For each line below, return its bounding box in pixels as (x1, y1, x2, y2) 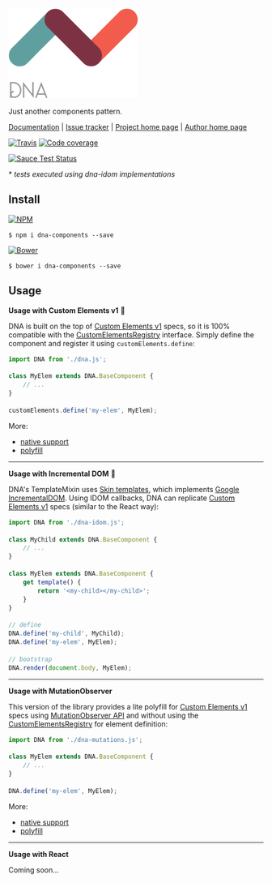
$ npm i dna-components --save (8, 231, 114, 239)
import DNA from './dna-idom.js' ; (8, 518, 125, 526)
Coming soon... (8, 864, 59, 875)
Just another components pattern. (8, 106, 123, 116)
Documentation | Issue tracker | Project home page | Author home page (8, 122, 248, 131)
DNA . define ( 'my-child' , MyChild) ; (8, 629, 125, 638)
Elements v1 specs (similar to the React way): (8, 501, 159, 511)
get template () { (23, 578, 82, 586)
